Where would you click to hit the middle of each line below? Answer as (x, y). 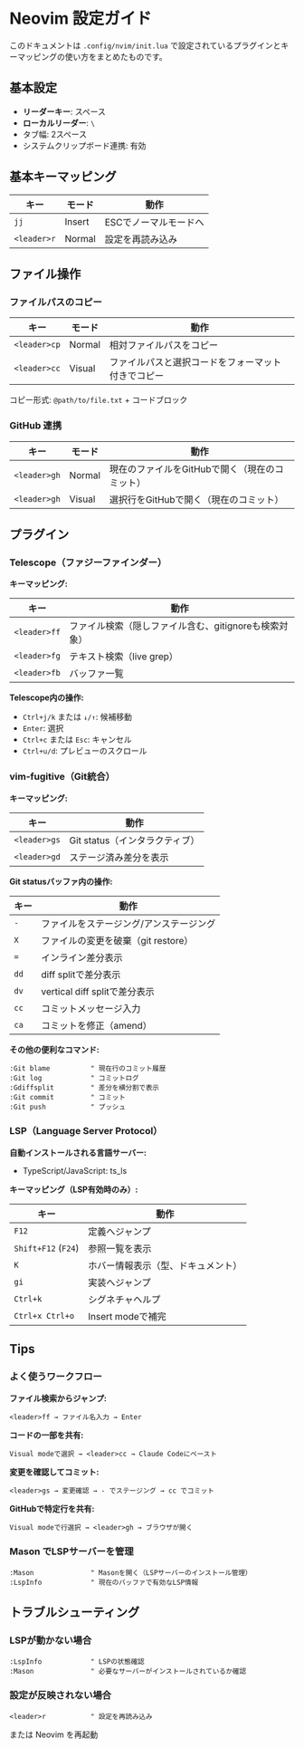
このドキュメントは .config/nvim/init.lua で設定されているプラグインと (145, 45)
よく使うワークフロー (56, 1377)
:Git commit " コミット (68, 1097)
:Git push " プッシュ (68, 1107)
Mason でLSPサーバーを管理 (71, 1551)
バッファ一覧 (96, 674)
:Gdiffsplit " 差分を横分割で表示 (85, 1088)
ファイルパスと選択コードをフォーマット (195, 362)
